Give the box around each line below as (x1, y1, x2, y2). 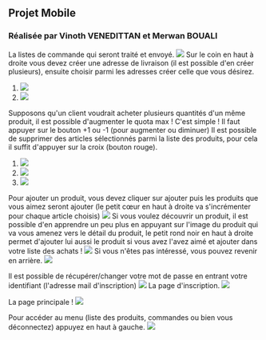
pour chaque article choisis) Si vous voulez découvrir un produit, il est (8, 211, 249, 221)
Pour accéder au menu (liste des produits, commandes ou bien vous (8, 312, 233, 322)
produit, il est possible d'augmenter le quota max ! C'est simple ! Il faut (8, 116, 240, 126)
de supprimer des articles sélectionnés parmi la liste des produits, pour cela (8, 134, 258, 143)
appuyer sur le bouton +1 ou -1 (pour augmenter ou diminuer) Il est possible (8, 125, 257, 134)
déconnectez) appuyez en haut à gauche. (8, 322, 145, 331)
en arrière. (8, 255, 42, 265)
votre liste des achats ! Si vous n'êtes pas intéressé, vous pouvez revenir (8, 246, 258, 255)
